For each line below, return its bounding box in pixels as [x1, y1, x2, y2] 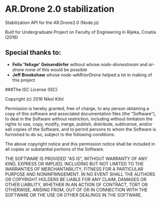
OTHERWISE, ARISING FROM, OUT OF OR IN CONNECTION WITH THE [5, 187, 148, 193]
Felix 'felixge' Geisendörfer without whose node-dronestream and [12, 61, 148, 67]
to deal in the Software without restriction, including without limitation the [5, 116, 153, 122]
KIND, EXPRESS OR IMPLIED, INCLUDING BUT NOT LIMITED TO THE [5, 160, 144, 167]
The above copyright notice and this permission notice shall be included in [5, 141, 155, 147]
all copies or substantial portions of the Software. [5, 146, 104, 152]
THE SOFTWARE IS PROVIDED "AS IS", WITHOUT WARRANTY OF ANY [5, 156, 148, 161]
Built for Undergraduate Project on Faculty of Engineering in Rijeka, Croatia [5, 29, 157, 35]
